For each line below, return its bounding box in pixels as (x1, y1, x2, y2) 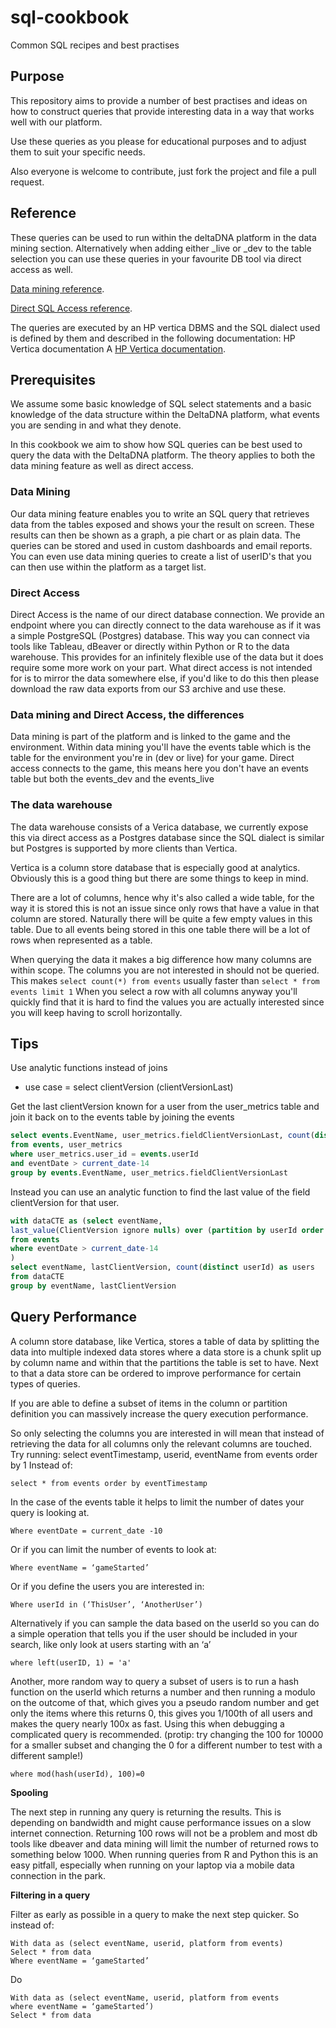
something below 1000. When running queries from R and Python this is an (10, 1848, 319, 1860)
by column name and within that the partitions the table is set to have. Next (10, 1356, 319, 1368)
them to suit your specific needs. (10, 146, 146, 158)
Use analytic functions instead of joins (10, 1062, 168, 1074)
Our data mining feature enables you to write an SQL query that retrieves (10, 507, 310, 520)
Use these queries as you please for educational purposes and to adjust (10, 135, 307, 147)
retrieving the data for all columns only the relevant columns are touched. (10, 1437, 313, 1450)
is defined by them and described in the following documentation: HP (10, 332, 296, 344)
